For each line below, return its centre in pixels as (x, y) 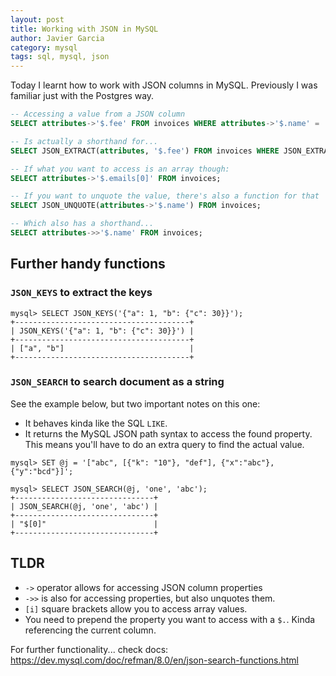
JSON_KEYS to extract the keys (81, 293)
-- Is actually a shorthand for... (84, 141)
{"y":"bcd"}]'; (42, 471)
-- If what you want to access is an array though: (120, 169)
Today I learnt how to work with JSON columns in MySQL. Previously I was (164, 85)
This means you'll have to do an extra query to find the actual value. (164, 444)
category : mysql (44, 47)
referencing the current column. (90, 630)
